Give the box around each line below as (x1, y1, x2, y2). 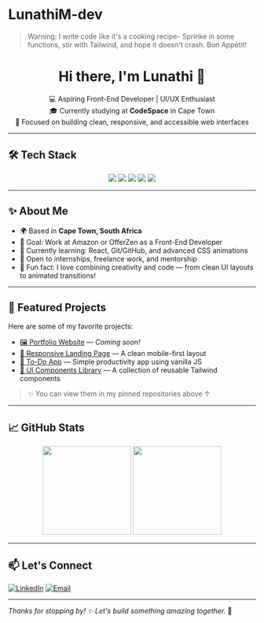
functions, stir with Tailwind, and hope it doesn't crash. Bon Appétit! (27, 39, 247, 49)
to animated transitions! (19, 270, 97, 280)
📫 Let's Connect (8, 558, 93, 572)
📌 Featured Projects (8, 301, 107, 314)
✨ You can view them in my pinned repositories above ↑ (27, 389, 211, 399)
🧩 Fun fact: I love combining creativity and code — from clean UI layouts (19, 262, 254, 272)
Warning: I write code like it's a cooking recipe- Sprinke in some (27, 32, 235, 41)
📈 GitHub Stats (8, 421, 85, 434)
